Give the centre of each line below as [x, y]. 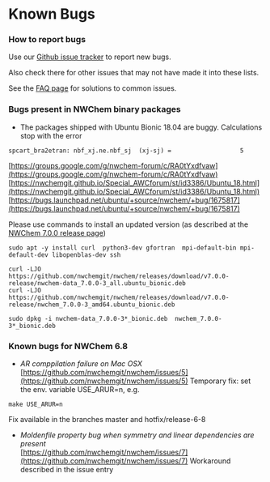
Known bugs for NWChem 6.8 [68, 346]
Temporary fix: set [220, 381]
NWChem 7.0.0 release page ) [57, 232]
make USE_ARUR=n [36, 405]
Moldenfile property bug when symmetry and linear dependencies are [137, 435]
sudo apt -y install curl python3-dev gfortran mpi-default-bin [122, 248]
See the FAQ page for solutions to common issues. [93, 88]
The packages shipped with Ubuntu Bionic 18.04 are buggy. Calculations [141, 127]
